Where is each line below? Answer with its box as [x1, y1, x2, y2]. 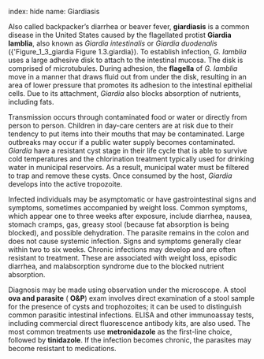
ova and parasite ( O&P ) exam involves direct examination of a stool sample [8, 294, 255, 302]
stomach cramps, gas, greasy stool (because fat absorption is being [8, 220, 230, 229]
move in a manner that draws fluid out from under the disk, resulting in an [8, 72, 247, 81]
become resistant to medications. [8, 344, 117, 353]
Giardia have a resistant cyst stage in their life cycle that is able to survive [8, 146, 247, 155]
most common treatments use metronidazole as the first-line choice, [8, 327, 232, 336]
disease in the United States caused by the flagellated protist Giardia [8, 31, 232, 39]
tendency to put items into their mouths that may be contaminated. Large [8, 129, 245, 139]
